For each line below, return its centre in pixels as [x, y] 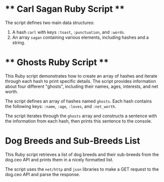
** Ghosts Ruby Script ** [57, 63]
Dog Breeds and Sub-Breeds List [73, 141]
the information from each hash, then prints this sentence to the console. [79, 121]
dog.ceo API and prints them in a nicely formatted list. [59, 159]
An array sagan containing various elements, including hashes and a [81, 37]
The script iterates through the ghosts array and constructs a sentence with [81, 116]
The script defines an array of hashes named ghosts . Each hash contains [79, 101]
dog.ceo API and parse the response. [43, 174]
